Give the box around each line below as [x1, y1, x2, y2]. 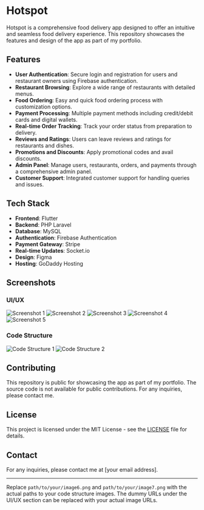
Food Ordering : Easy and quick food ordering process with [15, 96, 163, 104]
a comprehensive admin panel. [15, 168, 92, 175]
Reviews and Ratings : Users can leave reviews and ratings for [15, 135, 171, 143]
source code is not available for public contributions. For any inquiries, [6, 385, 182, 393]
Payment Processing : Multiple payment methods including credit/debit [15, 109, 193, 116]
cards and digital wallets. [15, 116, 78, 123]
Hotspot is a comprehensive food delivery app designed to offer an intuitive [6, 24, 195, 31]
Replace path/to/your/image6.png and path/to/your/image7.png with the [6, 483, 187, 491]
